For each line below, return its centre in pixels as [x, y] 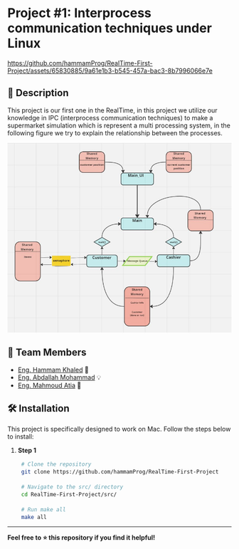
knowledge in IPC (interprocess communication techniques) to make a [110, 117]
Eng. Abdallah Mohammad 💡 [59, 377]
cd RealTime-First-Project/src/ [69, 494]
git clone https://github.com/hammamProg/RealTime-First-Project [120, 472]
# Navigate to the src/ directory [72, 487]
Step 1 [27, 451]
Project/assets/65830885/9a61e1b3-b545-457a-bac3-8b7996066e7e [110, 70]
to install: [21, 436]
